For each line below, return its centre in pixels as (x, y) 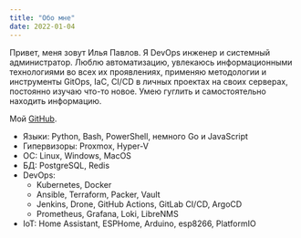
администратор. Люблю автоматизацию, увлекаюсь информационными (151, 62)
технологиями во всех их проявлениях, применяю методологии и (138, 72)
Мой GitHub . (33, 119)
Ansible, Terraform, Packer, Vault (98, 194)
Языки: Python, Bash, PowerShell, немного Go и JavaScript (135, 136)
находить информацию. (56, 100)
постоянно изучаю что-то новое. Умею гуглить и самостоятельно (138, 91)
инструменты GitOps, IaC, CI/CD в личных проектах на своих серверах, (149, 81)
